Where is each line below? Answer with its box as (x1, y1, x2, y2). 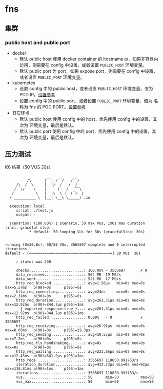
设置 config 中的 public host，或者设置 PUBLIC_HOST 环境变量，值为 (19, 86, 153, 91)
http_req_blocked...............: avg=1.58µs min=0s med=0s (16, 281, 145, 285)
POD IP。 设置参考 (19, 91, 55, 97)
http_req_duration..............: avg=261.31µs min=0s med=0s (16, 298, 145, 303)
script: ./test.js (16, 208, 54, 213)
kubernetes (12, 80, 36, 86)
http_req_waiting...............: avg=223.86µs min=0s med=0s (16, 349, 145, 354)
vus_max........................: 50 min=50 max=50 (16, 379, 154, 384)
